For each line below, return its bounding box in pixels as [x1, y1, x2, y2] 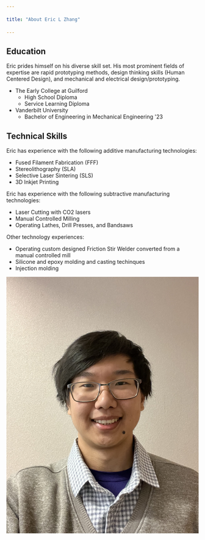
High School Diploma [24, 93, 77, 101]
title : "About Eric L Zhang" [6, 16, 81, 23]
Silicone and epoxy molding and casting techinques [15, 258, 145, 265]
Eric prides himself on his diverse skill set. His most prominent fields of [6, 62, 185, 70]
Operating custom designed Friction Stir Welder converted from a [15, 245, 180, 252]
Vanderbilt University [15, 107, 68, 114]
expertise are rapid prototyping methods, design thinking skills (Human [6, 69, 185, 76]
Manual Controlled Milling [15, 215, 80, 222]
